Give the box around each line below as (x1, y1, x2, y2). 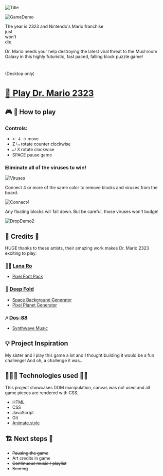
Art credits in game (12, 455, 51, 461)
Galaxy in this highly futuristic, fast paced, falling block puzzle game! (5, 54, 143, 59)
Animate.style (12, 419, 40, 426)
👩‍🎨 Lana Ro (5, 263, 33, 269)
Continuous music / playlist (12, 460, 67, 466)
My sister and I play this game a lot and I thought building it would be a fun (5, 352, 155, 358)
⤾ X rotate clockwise (12, 147, 54, 152)
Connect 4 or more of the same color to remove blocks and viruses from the (5, 185, 158, 190)
